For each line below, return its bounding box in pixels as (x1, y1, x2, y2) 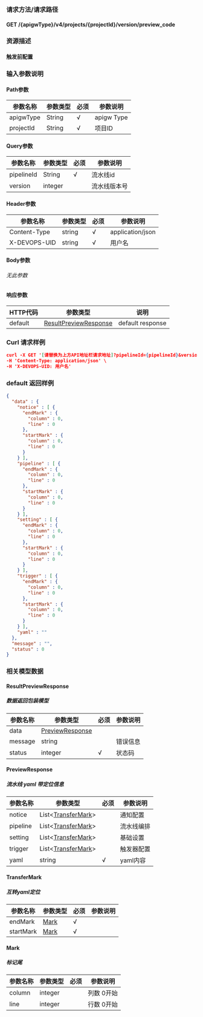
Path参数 (6, 86, 29, 93)
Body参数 (6, 257, 31, 264)
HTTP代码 (9, 308, 38, 316)
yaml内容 (120, 856, 146, 865)
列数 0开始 (88, 989, 118, 998)
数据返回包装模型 (6, 697, 49, 704)
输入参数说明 (6, 70, 44, 78)
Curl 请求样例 (6, 338, 45, 346)
